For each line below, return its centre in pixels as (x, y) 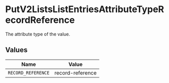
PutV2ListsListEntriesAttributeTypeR (85, 9)
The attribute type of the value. (38, 34)
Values (16, 50)
